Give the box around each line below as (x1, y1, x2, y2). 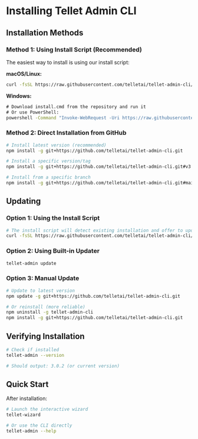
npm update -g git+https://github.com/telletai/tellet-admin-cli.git (6, 293, 181, 299)
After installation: (6, 395, 48, 402)
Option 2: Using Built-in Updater (6, 247, 100, 255)
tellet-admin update (6, 260, 57, 266)
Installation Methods (6, 28, 84, 38)
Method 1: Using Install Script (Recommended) (6, 45, 143, 54)
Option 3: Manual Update (6, 274, 80, 282)
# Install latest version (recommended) (6, 142, 107, 148)
